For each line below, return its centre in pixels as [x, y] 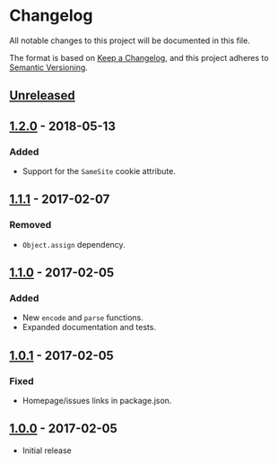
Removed [30, 225]
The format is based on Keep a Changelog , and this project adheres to [139, 57]
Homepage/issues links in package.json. [97, 401]
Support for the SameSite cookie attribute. [99, 171]
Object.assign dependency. [74, 244]
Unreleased [43, 96]
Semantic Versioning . [48, 67]
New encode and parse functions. [83, 318]
